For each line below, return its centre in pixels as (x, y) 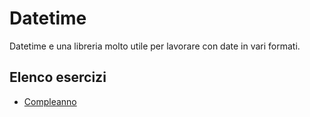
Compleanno (50, 101)
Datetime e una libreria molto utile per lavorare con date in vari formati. (155, 46)
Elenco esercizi (58, 77)
